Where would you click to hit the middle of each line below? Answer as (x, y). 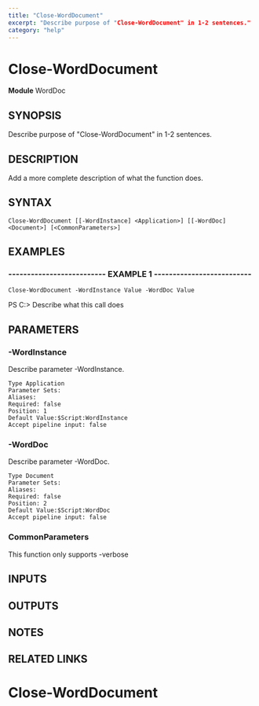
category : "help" (36, 30)
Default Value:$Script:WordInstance (68, 418)
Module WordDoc (37, 90)
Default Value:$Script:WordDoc (59, 511)
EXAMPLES (36, 252)
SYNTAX (30, 202)
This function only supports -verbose (68, 554)
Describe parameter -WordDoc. (59, 461)
